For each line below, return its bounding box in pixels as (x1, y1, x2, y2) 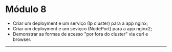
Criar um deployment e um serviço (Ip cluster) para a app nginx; (12, 20, 148, 26)
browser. (12, 36, 32, 42)
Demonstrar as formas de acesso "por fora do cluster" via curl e (12, 31, 148, 37)
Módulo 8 (5, 4, 47, 15)
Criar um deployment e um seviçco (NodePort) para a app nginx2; (12, 25, 153, 31)
